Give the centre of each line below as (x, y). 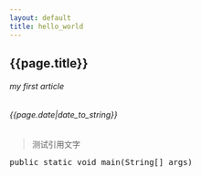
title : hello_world (47, 26)
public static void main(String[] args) (101, 162)
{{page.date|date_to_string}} (64, 115)
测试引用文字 (56, 144)
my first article (37, 87)
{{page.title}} (49, 63)
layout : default (40, 18)
